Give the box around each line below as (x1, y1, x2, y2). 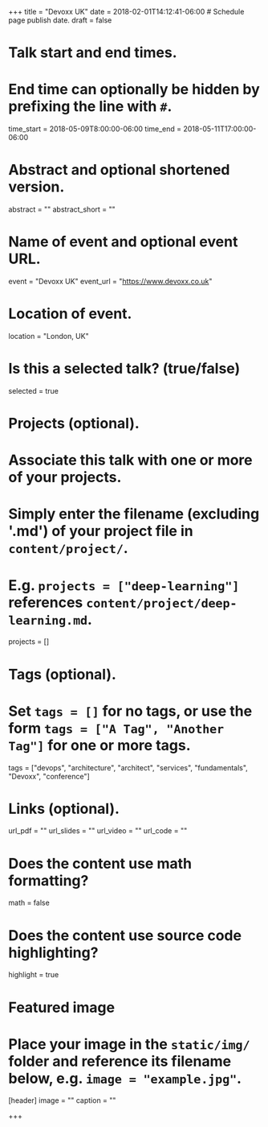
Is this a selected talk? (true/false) (8, 360, 241, 378)
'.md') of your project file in (8, 522, 194, 540)
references (8, 593, 83, 611)
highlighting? (8, 943, 99, 961)
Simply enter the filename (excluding (8, 505, 260, 523)
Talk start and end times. (8, 43, 177, 62)
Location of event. (8, 305, 132, 323)
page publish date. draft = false (8, 15, 112, 25)
